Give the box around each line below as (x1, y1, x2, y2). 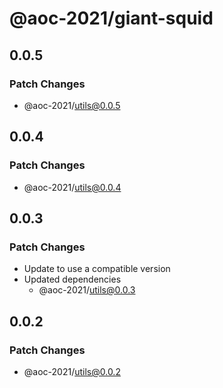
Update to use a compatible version (23, 263, 171, 275)
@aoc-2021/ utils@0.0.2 (23, 365, 121, 377)
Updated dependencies (23, 273, 122, 286)
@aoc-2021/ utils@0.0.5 (23, 99, 121, 111)
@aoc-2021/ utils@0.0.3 (38, 284, 136, 296)
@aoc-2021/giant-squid (9, 7, 214, 30)
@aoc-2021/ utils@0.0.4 (23, 181, 122, 193)
